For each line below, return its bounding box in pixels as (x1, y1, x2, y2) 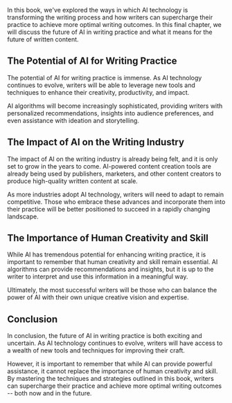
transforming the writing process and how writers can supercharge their (7, 13, 213, 21)
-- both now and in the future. (7, 389, 92, 397)
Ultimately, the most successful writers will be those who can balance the (7, 286, 217, 294)
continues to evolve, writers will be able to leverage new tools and (7, 81, 195, 89)
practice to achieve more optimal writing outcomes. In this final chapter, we (7, 21, 222, 28)
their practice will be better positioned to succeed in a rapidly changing (7, 205, 211, 213)
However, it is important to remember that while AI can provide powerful (7, 359, 213, 368)
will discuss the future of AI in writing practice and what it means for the (7, 28, 213, 36)
